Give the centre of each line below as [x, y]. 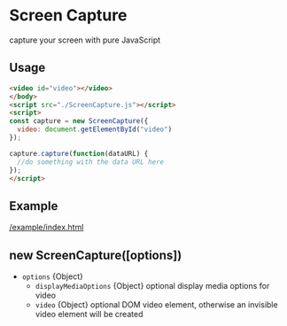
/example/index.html [47, 228]
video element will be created [89, 314]
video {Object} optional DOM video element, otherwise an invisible [156, 305]
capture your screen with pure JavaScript [85, 40]
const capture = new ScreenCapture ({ [79, 121]
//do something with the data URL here [91, 162]
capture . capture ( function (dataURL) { [79, 153]
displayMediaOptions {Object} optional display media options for [152, 286]
